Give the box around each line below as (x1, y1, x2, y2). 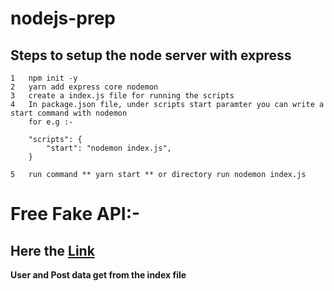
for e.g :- (28, 117, 74, 127)
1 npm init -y (10, 73, 78, 83)
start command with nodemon (10, 108, 128, 118)
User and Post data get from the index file (10, 269, 187, 281)
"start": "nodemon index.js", (46, 143, 172, 153)
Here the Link (10, 242, 95, 259)
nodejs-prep (10, 7, 116, 30)
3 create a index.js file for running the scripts (10, 91, 235, 101)
